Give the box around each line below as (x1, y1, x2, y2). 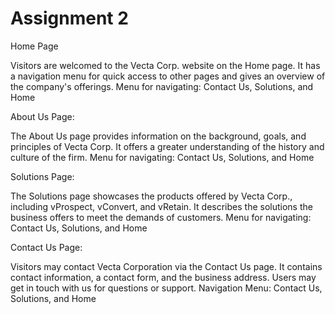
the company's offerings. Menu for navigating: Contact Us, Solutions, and (10, 80, 314, 92)
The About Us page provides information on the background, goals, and (10, 130, 307, 142)
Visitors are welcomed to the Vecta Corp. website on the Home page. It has (10, 59, 321, 71)
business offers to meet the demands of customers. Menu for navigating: (10, 211, 312, 223)
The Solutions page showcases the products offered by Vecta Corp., (10, 190, 293, 202)
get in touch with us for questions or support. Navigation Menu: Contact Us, (10, 282, 323, 294)
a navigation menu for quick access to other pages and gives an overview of (10, 70, 326, 82)
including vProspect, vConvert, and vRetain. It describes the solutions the (10, 200, 313, 212)
